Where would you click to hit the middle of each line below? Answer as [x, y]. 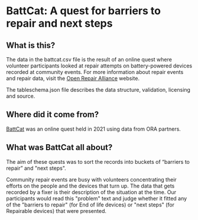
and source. [21, 96]
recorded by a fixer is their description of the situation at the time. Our [91, 192]
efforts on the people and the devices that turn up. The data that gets [90, 186]
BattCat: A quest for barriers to [84, 11]
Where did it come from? [53, 114]
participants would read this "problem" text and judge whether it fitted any [97, 198]
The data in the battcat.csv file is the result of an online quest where [89, 59]
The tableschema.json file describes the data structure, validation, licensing [98, 90]
